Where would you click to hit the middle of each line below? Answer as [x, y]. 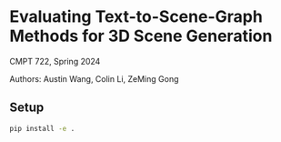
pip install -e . [42, 128]
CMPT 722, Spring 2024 [55, 61]
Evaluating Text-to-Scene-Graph [136, 17]
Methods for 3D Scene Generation [141, 36]
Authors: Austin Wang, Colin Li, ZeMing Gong [94, 78]
